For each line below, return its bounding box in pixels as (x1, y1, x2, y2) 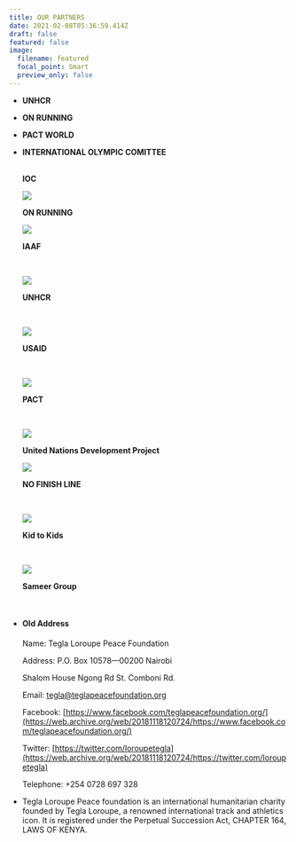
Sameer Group (21, 580, 77, 591)
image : (9, 46, 34, 55)
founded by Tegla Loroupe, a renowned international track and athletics (21, 805, 284, 816)
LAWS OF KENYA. (21, 824, 88, 835)
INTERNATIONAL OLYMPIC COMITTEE (21, 146, 167, 157)
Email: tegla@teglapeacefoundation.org (21, 689, 167, 700)
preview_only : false (17, 71, 93, 80)
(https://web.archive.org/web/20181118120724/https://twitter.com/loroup (21, 752, 286, 763)
